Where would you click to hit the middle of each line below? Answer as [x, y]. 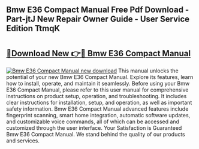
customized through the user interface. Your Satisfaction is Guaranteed [94, 128]
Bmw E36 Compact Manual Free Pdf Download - [98, 10]
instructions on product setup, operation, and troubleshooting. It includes [97, 96]
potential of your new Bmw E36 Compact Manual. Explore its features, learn [100, 77]
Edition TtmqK [33, 28]
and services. [23, 141]
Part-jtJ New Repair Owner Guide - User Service [98, 19]
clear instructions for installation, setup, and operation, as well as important [99, 102]
